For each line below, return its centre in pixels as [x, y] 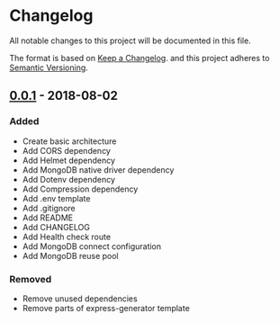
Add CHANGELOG [56, 227]
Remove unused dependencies [80, 299]
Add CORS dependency [66, 150]
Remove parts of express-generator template [106, 308]
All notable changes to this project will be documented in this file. [130, 40]
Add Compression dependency [80, 189]
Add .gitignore [49, 208]
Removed [31, 279]
